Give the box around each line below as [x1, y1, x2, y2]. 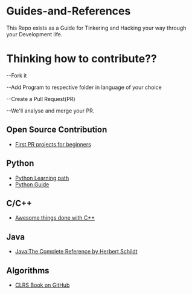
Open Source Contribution [6, 125, 107, 135]
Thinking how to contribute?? [6, 52, 157, 66]
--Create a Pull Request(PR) [6, 95, 75, 102]
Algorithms [6, 265, 50, 276]
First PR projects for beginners [14, 140, 92, 148]
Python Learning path [14, 174, 69, 181]
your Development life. [6, 30, 63, 38]
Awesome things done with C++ [14, 214, 95, 221]
